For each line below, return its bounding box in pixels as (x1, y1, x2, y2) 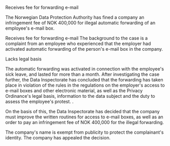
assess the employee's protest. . (5, 98, 74, 105)
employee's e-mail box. (5, 25, 55, 31)
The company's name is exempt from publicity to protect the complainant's (5, 129, 164, 135)
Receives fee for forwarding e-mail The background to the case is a (5, 35, 148, 41)
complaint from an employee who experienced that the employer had (5, 40, 151, 47)
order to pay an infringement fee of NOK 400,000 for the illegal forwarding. (5, 119, 164, 125)
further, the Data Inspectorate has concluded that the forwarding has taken (5, 77, 164, 82)
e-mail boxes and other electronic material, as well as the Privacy (5, 88, 143, 94)
